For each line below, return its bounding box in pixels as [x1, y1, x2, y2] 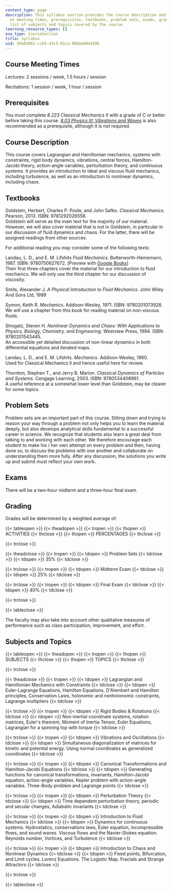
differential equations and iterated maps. [5, 345, 91, 350]
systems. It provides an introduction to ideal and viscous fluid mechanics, [5, 168, 160, 174]
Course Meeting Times [5, 60, 80, 69]
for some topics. [5, 386, 40, 392]
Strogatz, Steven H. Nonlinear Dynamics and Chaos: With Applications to [5, 323, 160, 329]
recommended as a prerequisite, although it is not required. [5, 123, 131, 129]
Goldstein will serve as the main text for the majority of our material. [5, 218, 148, 224]
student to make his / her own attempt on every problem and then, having [5, 442, 160, 448]
